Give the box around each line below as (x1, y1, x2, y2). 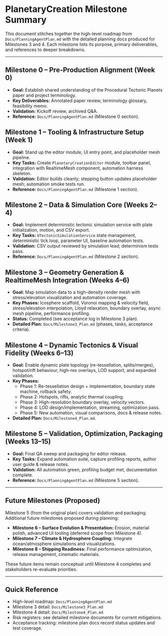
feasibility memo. (12, 102, 48, 108)
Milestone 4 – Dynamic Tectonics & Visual (5, 341, 138, 349)
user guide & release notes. (12, 461, 69, 467)
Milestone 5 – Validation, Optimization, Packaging (5, 429, 163, 438)
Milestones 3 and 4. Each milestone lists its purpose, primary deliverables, (5, 41, 158, 47)
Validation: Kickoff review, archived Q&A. (12, 108, 98, 114)
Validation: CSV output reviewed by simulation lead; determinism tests (12, 243, 158, 249)
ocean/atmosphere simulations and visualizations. (12, 540, 116, 546)
